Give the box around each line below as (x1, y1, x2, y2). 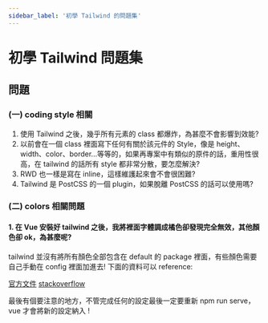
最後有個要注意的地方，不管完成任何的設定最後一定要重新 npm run (8, 296, 228, 305)
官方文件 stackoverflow (8, 278, 86, 289)
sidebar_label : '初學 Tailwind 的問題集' (8, 11, 142, 20)
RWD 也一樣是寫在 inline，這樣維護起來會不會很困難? (19, 169, 196, 179)
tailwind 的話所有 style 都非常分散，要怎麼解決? (43, 159, 201, 168)
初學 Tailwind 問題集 (8, 49, 143, 67)
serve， (229, 296, 255, 305)
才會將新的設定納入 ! (22, 305, 91, 315)
